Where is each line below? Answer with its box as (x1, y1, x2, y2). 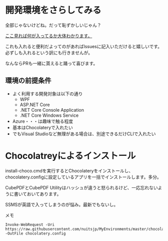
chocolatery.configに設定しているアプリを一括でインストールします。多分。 (5, 174, 161, 180)
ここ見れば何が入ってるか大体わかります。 (5, 33, 92, 39)
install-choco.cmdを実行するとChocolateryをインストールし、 (5, 167, 133, 173)
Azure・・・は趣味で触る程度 (12, 118, 73, 124)
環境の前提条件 (5, 76, 51, 85)
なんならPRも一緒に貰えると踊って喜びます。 (5, 60, 98, 66)
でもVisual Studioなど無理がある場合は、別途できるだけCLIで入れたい (12, 131, 156, 137)
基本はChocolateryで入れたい (12, 124, 73, 130)
